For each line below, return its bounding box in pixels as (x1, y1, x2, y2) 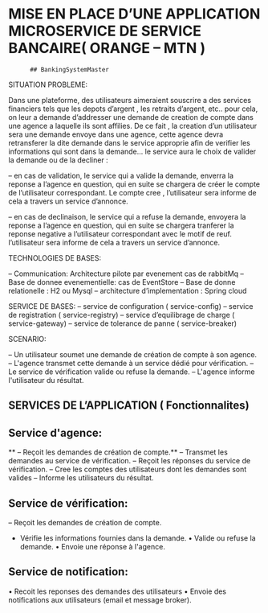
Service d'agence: (8, 426, 103, 439)
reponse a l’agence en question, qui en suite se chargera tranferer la (8, 220, 234, 230)
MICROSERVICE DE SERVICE (8, 22, 202, 40)
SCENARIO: (8, 334, 47, 344)
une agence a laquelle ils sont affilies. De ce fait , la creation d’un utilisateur (8, 121, 258, 130)
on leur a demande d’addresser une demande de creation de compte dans (8, 112, 254, 121)
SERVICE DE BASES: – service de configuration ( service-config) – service (8, 301, 254, 311)
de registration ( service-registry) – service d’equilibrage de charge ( (8, 310, 235, 319)
